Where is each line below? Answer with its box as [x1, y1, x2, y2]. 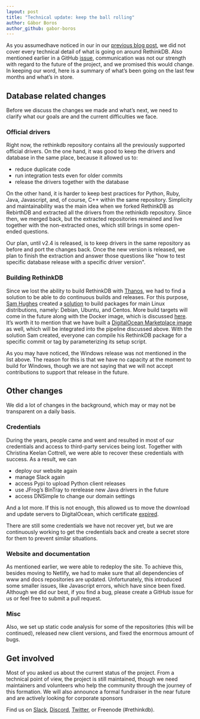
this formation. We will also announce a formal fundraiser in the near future [6, 688, 191, 696]
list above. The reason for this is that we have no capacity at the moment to [6, 356, 192, 363]
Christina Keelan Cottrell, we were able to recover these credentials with [6, 449, 184, 456]
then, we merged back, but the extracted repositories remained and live [6, 216, 183, 223]
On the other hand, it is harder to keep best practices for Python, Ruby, [6, 190, 180, 197]
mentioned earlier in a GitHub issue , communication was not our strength [6, 54, 186, 62]
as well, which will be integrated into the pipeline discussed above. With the [6, 325, 192, 332]
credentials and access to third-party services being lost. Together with [6, 443, 183, 450]
